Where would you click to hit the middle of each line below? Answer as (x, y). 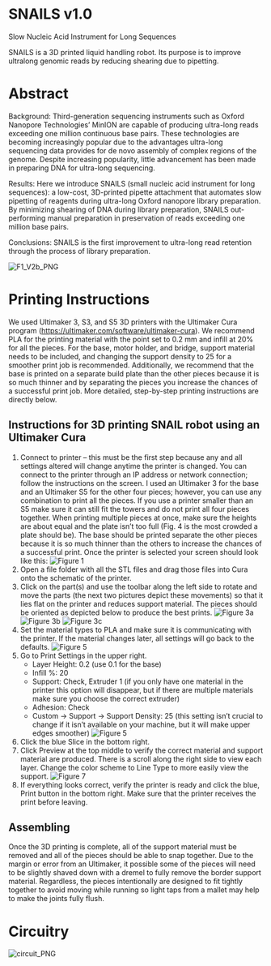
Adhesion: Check (61, 707)
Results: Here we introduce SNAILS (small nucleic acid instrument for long (132, 183)
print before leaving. (54, 802)
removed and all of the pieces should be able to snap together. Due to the (131, 856)
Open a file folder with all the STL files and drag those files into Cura (134, 569)
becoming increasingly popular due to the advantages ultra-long (116, 142)
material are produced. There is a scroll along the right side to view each (141, 758)
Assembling (39, 828)
